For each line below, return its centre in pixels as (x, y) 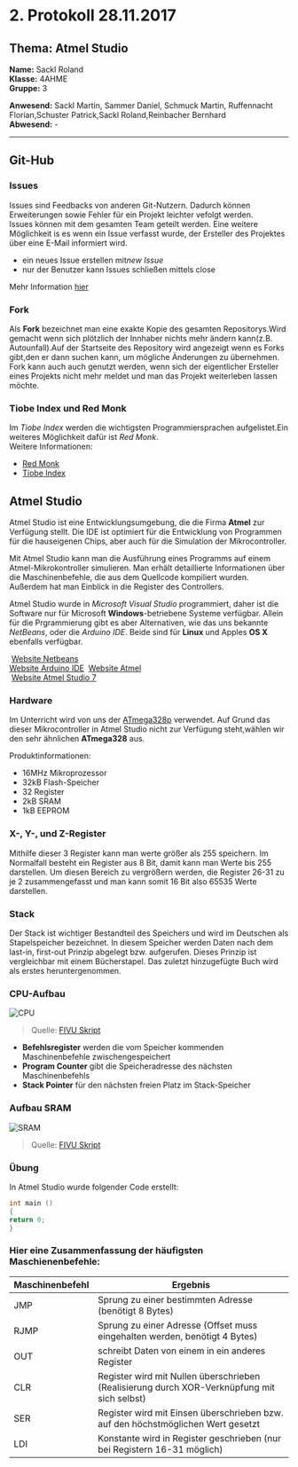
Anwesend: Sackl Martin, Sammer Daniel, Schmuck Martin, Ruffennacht (141, 106)
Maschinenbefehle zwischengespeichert (96, 1057)
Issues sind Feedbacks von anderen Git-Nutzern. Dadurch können (130, 205)
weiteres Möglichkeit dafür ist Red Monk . (84, 437)
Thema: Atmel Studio (69, 48)
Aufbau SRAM (40, 1108)
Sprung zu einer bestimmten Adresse (175, 1299)
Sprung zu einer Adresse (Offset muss (177, 1325)
